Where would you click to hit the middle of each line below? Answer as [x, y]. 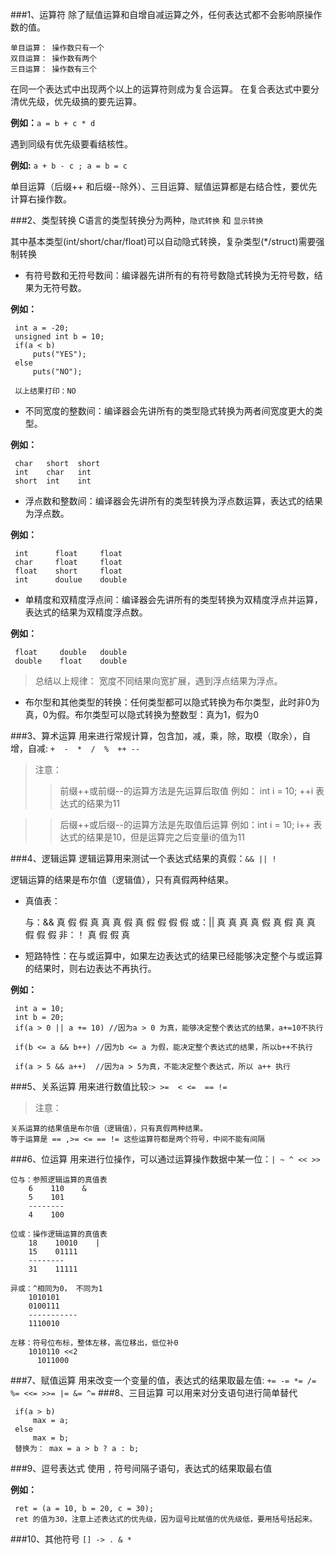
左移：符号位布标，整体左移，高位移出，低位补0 [94, 1343]
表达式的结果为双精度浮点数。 [86, 612]
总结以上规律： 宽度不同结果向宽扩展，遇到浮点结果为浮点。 [158, 681]
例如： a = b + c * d [53, 122]
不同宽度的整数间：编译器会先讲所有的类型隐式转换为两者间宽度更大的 [169, 411]
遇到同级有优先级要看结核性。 [71, 144]
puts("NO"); [57, 372]
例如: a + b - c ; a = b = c [69, 165]
